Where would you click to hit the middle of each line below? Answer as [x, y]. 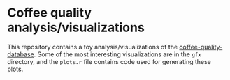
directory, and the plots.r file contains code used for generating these [109, 61]
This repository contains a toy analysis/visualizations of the [93, 47]
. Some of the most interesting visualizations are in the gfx [117, 54]
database [21, 54]
